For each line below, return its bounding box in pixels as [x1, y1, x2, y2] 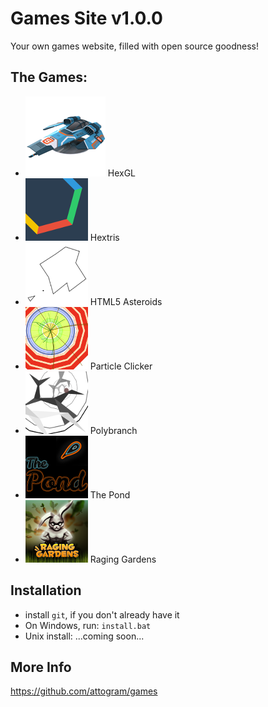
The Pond [89, 488, 131, 501]
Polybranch [89, 424, 138, 436]
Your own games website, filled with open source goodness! [10, 40, 260, 52]
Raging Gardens [89, 553, 157, 565]
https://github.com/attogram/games [10, 685, 158, 697]
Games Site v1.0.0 [10, 7, 163, 30]
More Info [10, 658, 72, 676]
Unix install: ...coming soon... [24, 630, 145, 642]
